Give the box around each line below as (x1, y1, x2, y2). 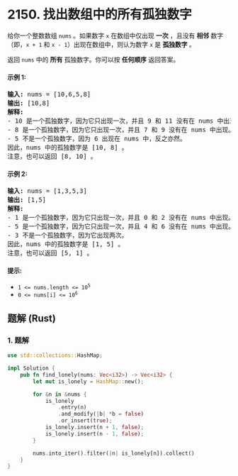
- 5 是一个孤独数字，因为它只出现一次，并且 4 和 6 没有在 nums (7, 223, 207, 231)
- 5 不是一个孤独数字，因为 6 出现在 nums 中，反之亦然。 (7, 135, 186, 143)
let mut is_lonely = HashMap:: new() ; (33, 377, 144, 385)
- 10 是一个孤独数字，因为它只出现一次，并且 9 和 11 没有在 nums (7, 117, 214, 125)
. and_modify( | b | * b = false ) (57, 411, 144, 418)
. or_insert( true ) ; (57, 417, 113, 424)
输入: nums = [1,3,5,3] (7, 187, 87, 195)
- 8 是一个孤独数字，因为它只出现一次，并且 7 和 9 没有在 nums (7, 126, 207, 134)
